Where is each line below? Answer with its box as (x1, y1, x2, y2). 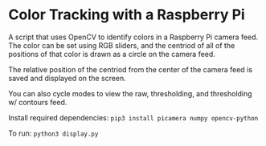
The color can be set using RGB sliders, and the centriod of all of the (8, 40, 235, 50)
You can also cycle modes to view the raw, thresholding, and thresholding (8, 88, 252, 98)
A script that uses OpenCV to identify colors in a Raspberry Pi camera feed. (8, 32, 259, 42)
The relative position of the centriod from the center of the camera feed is (8, 64, 253, 74)
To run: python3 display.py (8, 128, 99, 138)
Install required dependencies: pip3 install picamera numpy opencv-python (8, 112, 259, 122)
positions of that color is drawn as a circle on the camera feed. (8, 49, 215, 59)
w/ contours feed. (8, 97, 68, 107)
